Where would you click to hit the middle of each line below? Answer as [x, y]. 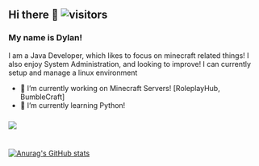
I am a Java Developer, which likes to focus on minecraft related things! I [129, 55]
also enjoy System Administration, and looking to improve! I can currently [130, 64]
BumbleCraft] [42, 97]
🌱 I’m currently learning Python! [73, 105]
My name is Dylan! [46, 38]
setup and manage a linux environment [73, 73]
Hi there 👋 [33, 15]
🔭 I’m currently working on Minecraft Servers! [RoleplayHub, [120, 88]
